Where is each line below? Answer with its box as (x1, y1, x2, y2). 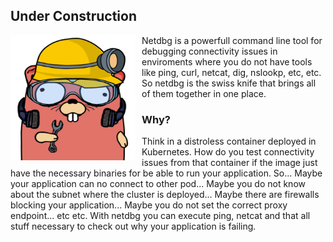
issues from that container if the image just (141, 157, 318, 169)
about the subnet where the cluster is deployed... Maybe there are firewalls (10, 189, 320, 201)
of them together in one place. (141, 87, 267, 99)
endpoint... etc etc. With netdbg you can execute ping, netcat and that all (10, 210, 311, 222)
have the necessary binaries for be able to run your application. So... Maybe (10, 167, 323, 179)
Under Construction (10, 8, 137, 25)
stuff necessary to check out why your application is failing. (10, 220, 257, 233)
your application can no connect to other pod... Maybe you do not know (10, 178, 306, 190)
